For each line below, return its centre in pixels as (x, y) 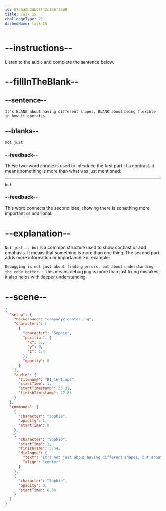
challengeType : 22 (24, 19)
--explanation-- (38, 233)
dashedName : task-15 (26, 24)
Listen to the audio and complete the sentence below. (60, 62)
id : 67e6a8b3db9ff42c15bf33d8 (36, 10)
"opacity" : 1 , (33, 421)
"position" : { (37, 338)
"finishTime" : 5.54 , (39, 448)
